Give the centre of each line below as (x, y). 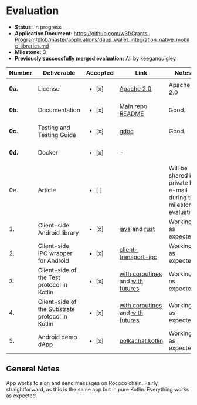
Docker (48, 152)
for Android (53, 260)
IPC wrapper (55, 253)
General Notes (33, 369)
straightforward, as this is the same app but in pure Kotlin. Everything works (98, 389)
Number (21, 73)
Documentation (59, 110)
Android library (58, 232)
